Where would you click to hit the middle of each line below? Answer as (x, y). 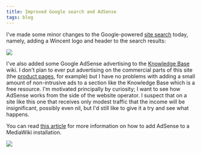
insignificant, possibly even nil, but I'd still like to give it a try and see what (97, 108)
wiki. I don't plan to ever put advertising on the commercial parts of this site (100, 70)
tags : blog (20, 17)
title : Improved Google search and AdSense (61, 12)
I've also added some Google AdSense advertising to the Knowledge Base (98, 63)
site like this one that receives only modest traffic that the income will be (95, 102)
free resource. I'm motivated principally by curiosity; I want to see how (94, 89)
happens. (18, 114)
